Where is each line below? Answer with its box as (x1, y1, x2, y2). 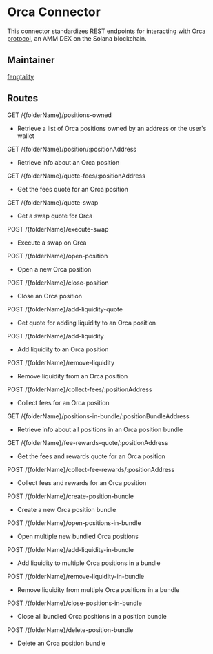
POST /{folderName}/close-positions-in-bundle (7, 599, 143, 607)
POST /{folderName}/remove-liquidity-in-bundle (7, 572, 145, 580)
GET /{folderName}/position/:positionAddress (7, 145, 136, 153)
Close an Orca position (17, 292, 83, 300)
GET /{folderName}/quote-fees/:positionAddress (7, 172, 146, 180)
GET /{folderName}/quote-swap (7, 198, 99, 207)
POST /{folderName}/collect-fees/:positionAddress (7, 385, 152, 394)
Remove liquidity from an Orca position (17, 371, 128, 380)
